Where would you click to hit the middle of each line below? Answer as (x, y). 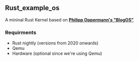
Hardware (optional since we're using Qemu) (57, 54)
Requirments (21, 32)
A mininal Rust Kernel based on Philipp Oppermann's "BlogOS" (69, 20)
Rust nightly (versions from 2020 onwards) (55, 43)
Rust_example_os (32, 8)
